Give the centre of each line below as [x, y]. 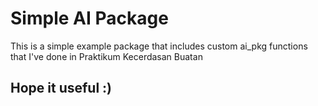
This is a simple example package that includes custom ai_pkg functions [159, 46]
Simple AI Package [89, 18]
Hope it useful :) [61, 88]
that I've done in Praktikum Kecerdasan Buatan [106, 56]
